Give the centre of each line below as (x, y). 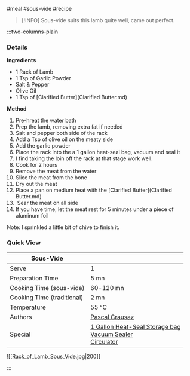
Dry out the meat (36, 184)
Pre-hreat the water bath (46, 120)
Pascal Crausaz (112, 317)
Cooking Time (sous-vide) (47, 288)
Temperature (28, 307)
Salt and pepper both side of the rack (62, 133)
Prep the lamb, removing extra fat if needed (69, 127)
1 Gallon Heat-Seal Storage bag (135, 326)
